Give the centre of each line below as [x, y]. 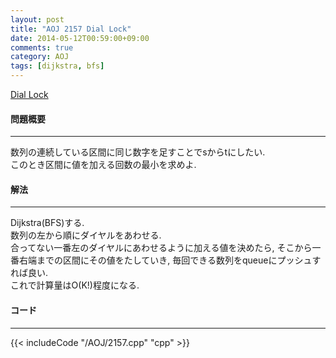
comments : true [42, 47]
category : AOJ [40, 57]
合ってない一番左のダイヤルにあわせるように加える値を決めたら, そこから [161, 248]
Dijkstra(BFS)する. [47, 223]
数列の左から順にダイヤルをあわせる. [86, 235]
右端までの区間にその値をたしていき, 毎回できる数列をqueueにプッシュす [170, 260]
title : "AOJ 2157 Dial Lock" [71, 29]
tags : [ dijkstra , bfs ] [57, 66]
